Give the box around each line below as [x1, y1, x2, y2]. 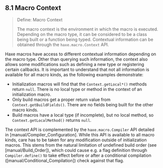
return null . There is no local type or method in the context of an [12, 86, 142, 92]
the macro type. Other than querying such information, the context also [5, 56, 148, 62]
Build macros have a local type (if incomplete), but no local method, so [12, 112, 154, 118]
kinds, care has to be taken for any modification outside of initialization [5, 137, 147, 143]
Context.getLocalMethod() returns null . [12, 117, 91, 123]
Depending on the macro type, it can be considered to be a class [17, 31, 147, 37]
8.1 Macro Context [5, 4, 61, 12]
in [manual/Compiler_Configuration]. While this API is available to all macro [5, 132, 155, 137]
